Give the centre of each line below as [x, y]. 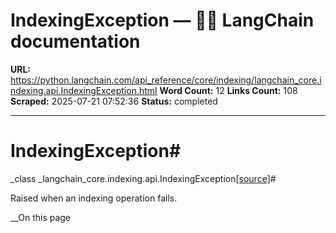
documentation [75, 41]
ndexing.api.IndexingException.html [84, 90]
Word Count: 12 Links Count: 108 [228, 90]
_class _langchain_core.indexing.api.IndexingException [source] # [143, 178]
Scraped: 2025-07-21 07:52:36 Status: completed [114, 101]
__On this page [41, 217]
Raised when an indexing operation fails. [94, 198]
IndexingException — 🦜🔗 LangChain [162, 20]
